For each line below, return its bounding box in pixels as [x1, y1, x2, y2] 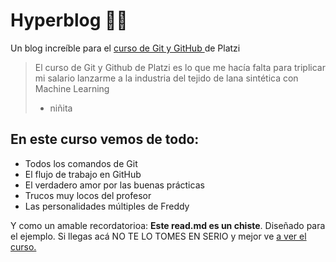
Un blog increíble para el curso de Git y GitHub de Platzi [10, 42, 241, 54]
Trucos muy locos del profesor [24, 189, 152, 201]
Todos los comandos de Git [24, 157, 138, 169]
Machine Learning [34, 82, 110, 94]
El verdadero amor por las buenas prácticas [24, 179, 205, 191]
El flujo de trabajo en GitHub [24, 168, 142, 180]
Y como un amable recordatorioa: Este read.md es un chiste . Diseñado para [10, 219, 326, 231]
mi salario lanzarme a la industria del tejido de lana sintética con [34, 72, 299, 84]
